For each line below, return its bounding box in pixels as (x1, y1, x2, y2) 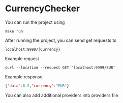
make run (5, 29, 23, 34)
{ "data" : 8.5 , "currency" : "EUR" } (5, 83, 69, 88)
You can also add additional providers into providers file (5, 92, 118, 98)
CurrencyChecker (5, 3, 80, 14)
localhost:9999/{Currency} (5, 47, 61, 52)
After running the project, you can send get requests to (5, 37, 117, 43)
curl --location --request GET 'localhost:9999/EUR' (5, 65, 116, 70)
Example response (5, 73, 43, 79)
